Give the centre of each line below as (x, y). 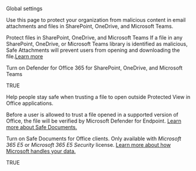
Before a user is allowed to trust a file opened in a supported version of (92, 115)
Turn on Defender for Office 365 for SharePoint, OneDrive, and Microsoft (94, 68)
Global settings (24, 9)
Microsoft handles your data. (41, 151)
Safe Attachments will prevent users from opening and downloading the (93, 50)
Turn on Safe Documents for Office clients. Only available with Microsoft (94, 139)
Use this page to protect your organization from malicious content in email (96, 20)
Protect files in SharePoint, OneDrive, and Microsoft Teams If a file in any (94, 37)
